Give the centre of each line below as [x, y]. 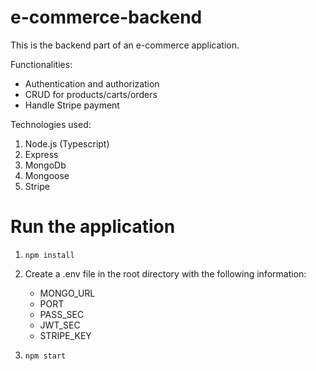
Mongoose [47, 175]
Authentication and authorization [92, 83]
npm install [49, 255]
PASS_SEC [62, 314]
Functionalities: [41, 64]
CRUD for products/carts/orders [91, 94]
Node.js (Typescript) [67, 143]
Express [41, 154]
